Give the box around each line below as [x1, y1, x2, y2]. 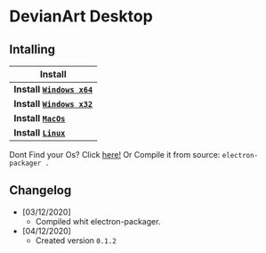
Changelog [9, 183, 72, 198]
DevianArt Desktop [9, 6, 153, 27]
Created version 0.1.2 [35, 234, 117, 246]
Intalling [9, 42, 56, 57]
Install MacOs [13, 112, 66, 124]
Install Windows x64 [13, 83, 93, 95]
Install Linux [13, 126, 66, 139]
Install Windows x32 [13, 98, 93, 110]
